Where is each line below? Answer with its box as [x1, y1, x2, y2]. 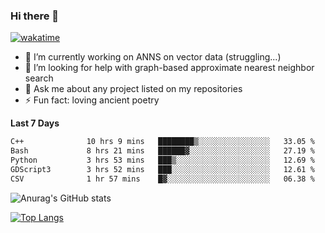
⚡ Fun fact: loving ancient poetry [24, 94, 160, 106]
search [24, 72, 54, 84]
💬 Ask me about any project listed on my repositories [24, 83, 243, 95]
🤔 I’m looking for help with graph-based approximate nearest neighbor [24, 62, 315, 74]
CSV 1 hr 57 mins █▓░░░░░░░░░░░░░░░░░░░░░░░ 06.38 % [10, 174, 315, 184]
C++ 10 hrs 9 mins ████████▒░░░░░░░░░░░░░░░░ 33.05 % [10, 137, 315, 147]
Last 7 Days [10, 117, 60, 129]
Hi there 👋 [10, 9, 60, 23]
